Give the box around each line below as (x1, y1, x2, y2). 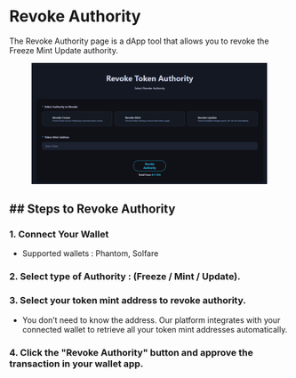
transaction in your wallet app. (9, 358, 144, 370)
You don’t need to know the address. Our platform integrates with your (21, 314, 281, 326)
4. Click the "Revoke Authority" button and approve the (9, 346, 253, 358)
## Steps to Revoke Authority (9, 202, 176, 217)
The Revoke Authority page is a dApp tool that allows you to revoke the (9, 36, 269, 46)
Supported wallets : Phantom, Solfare (21, 248, 159, 259)
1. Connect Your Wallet (9, 229, 109, 241)
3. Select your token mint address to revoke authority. (9, 294, 246, 307)
